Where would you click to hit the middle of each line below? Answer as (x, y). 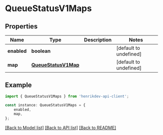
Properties (21, 26)
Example (18, 85)
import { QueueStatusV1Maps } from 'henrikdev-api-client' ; (67, 96)
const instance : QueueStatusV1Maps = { (45, 105)
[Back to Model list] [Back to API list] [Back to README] (61, 128)
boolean (41, 51)
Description (98, 40)
